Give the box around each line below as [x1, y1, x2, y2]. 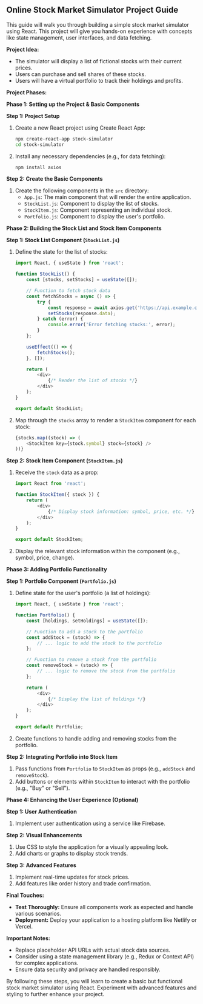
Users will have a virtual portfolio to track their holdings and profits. [15, 77, 184, 84]
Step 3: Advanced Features [6, 861, 77, 869]
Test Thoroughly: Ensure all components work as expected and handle [15, 903, 194, 910]
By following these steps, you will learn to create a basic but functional [6, 977, 183, 985]
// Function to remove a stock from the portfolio [26, 657, 157, 663]
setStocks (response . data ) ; [47, 310, 116, 316]
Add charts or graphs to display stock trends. [15, 849, 128, 857]
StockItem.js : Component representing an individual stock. [24, 206, 173, 214]
